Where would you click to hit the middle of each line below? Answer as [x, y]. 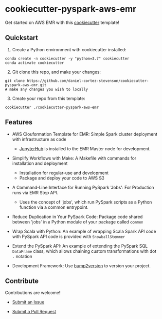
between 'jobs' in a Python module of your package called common [78, 222]
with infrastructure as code [39, 139]
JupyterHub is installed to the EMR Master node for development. [85, 149]
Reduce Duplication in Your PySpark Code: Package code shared [77, 217]
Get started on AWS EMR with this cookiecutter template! [62, 22]
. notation [22, 256]
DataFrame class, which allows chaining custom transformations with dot [84, 251]
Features [19, 122]
